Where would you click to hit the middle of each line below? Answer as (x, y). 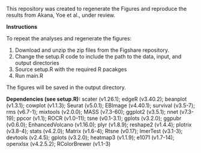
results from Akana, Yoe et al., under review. (61, 15)
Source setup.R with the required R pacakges (71, 69)
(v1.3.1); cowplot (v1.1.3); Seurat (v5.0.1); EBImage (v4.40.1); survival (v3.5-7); (100, 105)
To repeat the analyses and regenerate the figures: (69, 38)
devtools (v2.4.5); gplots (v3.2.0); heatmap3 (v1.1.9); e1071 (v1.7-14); (91, 137)
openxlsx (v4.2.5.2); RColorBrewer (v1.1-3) (58, 144)
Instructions (22, 27)
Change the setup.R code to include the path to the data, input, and (98, 56)
